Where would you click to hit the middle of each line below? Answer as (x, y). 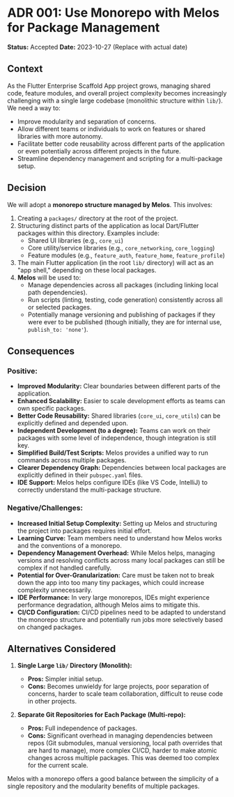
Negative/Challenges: (45, 508)
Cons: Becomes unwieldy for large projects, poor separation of (118, 686)
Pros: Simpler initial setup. (65, 679)
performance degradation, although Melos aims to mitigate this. (109, 605)
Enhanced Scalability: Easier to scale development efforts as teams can (121, 401)
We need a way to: (34, 108)
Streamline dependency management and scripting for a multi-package (120, 158)
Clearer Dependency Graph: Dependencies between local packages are (122, 468)
